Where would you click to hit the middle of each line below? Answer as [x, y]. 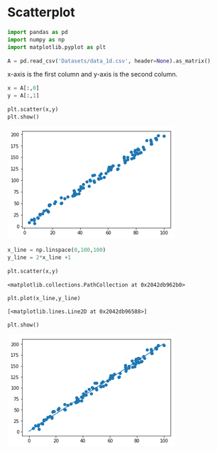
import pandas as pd [38, 32]
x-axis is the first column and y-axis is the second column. [93, 75]
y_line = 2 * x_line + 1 [39, 257]
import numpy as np [36, 40]
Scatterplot [41, 12]
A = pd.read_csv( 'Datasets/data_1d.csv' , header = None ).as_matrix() [109, 61]
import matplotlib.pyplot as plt [57, 47]
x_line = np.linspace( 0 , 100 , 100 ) [57, 250]
